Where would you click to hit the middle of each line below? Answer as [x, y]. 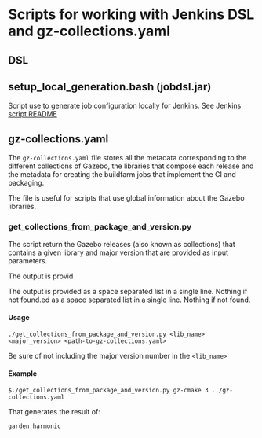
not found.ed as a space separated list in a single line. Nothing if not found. [129, 300]
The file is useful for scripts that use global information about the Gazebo [126, 198]
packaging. [26, 183]
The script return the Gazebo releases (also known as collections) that [122, 244]
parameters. [28, 260]
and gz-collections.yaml [89, 31]
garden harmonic [35, 426]
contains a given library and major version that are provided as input [118, 252]
